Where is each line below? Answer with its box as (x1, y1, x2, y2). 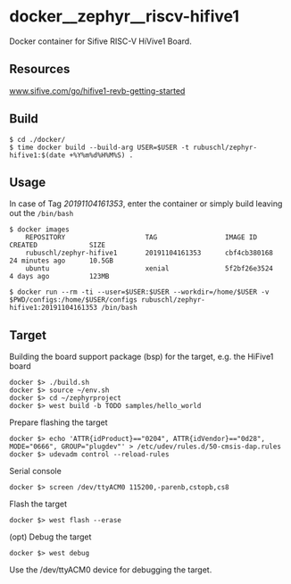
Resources (9, 62, 71, 77)
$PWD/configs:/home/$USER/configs (9, 296, 138, 305)
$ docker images (9, 225, 70, 234)
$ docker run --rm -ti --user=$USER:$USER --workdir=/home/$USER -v (9, 288, 270, 296)
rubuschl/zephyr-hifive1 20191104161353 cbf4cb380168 (25, 248, 274, 258)
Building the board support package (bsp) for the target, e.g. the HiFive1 (9, 351, 274, 363)
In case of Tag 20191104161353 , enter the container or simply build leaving (9, 198, 283, 209)
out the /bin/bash (9, 208, 74, 219)
